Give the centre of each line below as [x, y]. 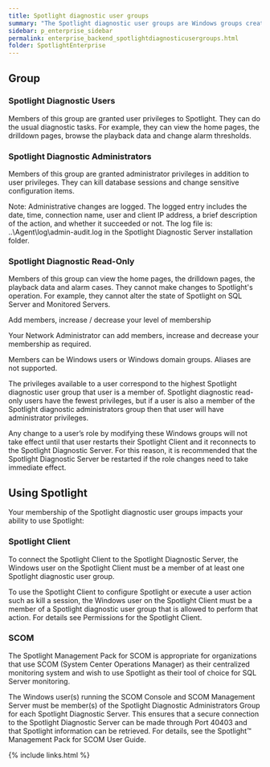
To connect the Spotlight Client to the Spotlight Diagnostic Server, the [123, 559]
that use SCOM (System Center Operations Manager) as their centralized [129, 664]
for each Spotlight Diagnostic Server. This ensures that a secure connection [134, 714]
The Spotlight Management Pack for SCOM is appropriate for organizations [133, 655]
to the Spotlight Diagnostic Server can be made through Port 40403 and [128, 722]
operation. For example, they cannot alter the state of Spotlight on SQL [125, 296]
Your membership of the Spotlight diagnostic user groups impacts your [126, 512]
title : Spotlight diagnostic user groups [79, 16]
